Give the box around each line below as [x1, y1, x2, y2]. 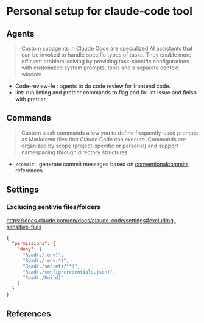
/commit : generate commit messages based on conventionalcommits [15, 160, 189, 168]
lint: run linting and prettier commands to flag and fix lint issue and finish [15, 89, 197, 96]
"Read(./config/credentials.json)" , [22, 269, 116, 275]
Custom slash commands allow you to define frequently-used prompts [21, 129, 199, 137]
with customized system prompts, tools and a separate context [21, 64, 180, 71]
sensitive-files [6, 223, 42, 230]
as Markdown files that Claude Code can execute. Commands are [21, 135, 186, 143]
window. [21, 71, 43, 77]
